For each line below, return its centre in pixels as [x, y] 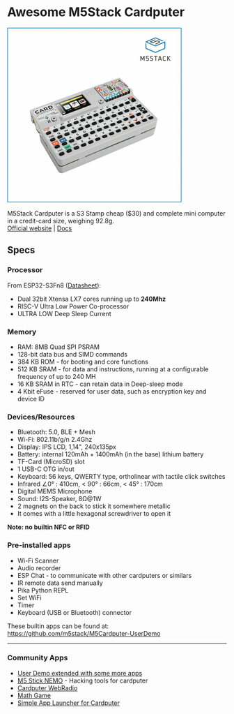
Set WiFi [29, 597]
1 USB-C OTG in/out [46, 469]
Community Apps [38, 658]
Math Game [34, 695]
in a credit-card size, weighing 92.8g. [61, 221]
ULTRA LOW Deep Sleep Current [64, 313]
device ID [31, 399]
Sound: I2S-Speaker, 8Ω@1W [60, 499]
